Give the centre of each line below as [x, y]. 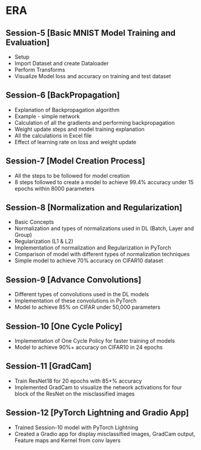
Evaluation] [28, 42]
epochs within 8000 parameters [54, 188]
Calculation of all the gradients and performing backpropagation [94, 122]
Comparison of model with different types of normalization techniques [102, 254]
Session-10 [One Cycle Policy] [64, 326]
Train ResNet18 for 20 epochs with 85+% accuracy [78, 381]
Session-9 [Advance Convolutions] [74, 280]
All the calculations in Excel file [53, 135]
